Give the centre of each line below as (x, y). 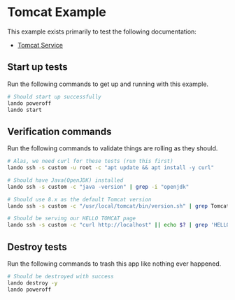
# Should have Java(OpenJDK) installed (65, 180)
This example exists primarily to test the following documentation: (102, 31)
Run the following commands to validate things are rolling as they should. (113, 148)
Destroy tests (37, 247)
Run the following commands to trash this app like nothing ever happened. (114, 264)
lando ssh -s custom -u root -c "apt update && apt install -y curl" (111, 168)
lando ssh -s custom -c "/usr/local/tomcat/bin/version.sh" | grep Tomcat (119, 206)
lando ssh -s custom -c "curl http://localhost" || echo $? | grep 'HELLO (119, 225)
